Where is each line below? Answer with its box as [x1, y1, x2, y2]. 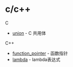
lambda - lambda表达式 [12, 56, 61, 63]
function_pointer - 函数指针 [12, 50, 68, 56]
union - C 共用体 [12, 30, 46, 36]
